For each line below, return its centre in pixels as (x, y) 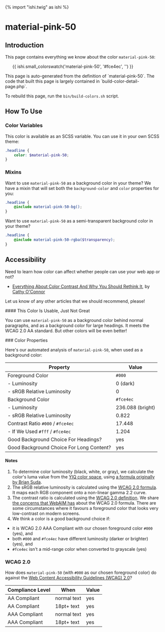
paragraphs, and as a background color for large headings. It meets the (77, 325)
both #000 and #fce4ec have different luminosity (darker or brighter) (80, 538)
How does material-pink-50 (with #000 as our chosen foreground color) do (81, 572)
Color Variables (24, 126)
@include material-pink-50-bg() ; (48, 207)
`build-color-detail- (120, 81)
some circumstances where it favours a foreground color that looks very (85, 508)
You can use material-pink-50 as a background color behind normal (74, 320)
